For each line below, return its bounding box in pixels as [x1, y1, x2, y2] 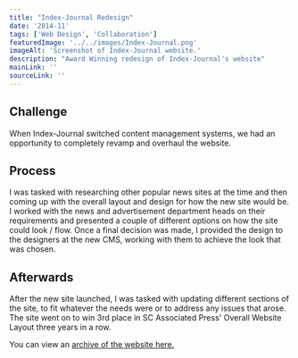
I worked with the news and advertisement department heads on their [9, 206, 266, 217]
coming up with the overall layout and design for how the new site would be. [9, 196, 290, 207]
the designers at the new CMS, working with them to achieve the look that [9, 234, 281, 246]
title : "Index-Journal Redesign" [9, 12, 134, 22]
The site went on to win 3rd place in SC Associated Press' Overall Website [9, 312, 282, 323]
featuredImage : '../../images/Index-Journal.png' [9, 37, 198, 47]
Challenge [9, 104, 68, 120]
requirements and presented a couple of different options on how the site [9, 215, 278, 226]
